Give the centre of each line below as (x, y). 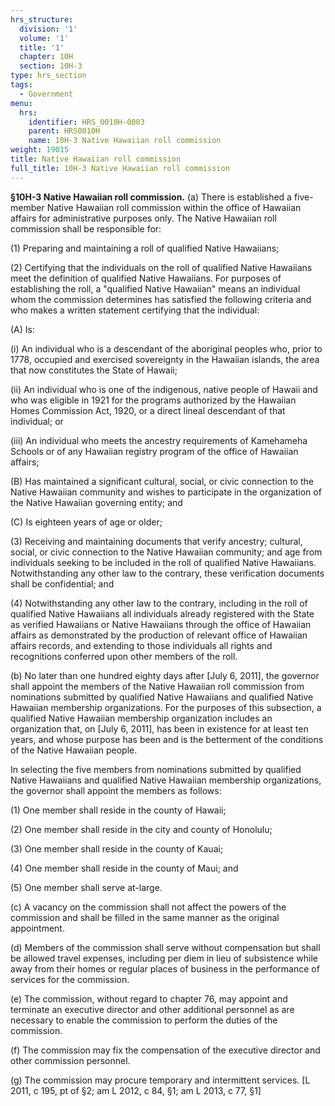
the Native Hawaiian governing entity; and (96, 502)
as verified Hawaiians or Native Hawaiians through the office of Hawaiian (161, 624)
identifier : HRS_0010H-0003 (86, 122)
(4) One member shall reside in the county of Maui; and (124, 868)
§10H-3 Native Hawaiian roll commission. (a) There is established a (151, 197)
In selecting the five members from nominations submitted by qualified (156, 769)
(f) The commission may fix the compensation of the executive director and (165, 1050)
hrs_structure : (42, 19)
